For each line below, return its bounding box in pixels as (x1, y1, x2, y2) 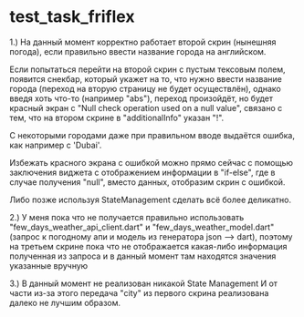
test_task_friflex (9, 6, 135, 27)
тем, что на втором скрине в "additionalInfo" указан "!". (9, 112, 225, 123)
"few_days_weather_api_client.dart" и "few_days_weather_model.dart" (9, 221, 275, 232)
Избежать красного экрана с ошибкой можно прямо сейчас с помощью (9, 157, 294, 168)
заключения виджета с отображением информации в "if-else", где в (9, 167, 276, 178)
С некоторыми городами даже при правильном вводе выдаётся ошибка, (9, 129, 295, 140)
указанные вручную (9, 260, 89, 271)
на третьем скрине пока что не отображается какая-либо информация (9, 240, 288, 251)
